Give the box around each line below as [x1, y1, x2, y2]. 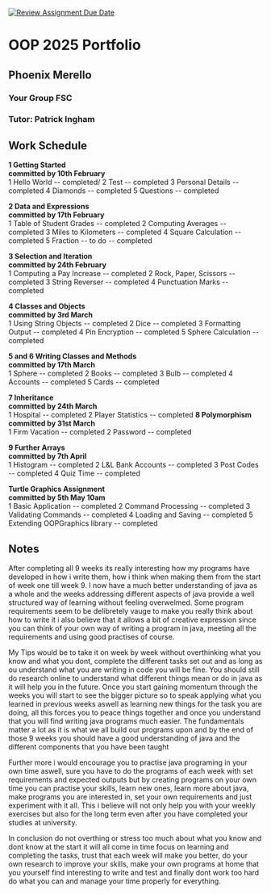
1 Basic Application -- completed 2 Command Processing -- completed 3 [8, 502, 251, 511]
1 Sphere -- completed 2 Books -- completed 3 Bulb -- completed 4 [8, 368, 234, 379]
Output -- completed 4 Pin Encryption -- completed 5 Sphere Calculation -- [8, 327, 260, 337]
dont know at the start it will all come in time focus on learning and [8, 842, 229, 852]
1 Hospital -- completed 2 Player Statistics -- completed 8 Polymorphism [8, 410, 252, 420]
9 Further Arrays [8, 443, 65, 452]
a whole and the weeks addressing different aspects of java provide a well [8, 590, 255, 599]
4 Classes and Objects [8, 301, 86, 311]
